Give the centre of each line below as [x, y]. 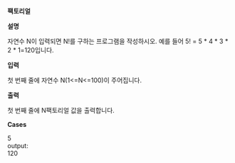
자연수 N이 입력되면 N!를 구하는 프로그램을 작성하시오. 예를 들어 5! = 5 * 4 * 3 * [118, 41]
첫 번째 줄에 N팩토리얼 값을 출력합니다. [61, 110]
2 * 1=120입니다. [31, 50]
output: [18, 146]
